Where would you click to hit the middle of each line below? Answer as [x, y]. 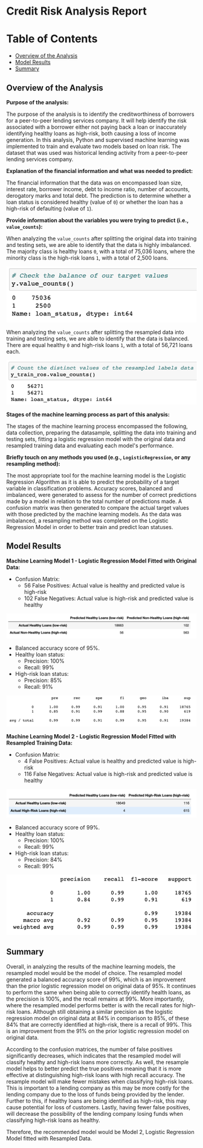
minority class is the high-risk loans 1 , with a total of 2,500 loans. [87, 258]
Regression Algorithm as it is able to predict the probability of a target [93, 482]
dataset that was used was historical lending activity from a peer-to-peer [97, 152]
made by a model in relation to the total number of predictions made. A [94, 501]
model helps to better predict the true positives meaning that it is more [94, 1069]
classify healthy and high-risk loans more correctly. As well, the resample [98, 1062]
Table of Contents [52, 39]
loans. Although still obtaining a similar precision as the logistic [95, 1011]
